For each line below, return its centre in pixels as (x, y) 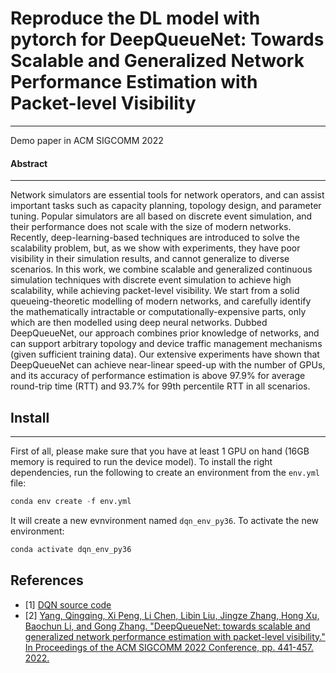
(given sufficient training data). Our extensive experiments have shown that (165, 354)
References (47, 580)
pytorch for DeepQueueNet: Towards (167, 39)
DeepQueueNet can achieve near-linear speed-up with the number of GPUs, (168, 365)
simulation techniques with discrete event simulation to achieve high (151, 280)
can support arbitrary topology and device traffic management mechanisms (166, 344)
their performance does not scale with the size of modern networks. (151, 227)
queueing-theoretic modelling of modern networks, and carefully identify (161, 301)
